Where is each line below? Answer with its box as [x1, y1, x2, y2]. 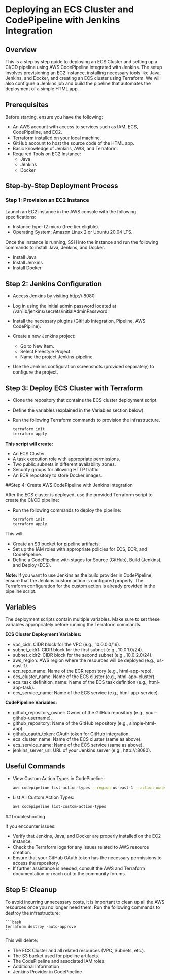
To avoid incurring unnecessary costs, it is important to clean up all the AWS [5, 899, 165, 905]
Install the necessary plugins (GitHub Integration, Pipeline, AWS [12, 318, 146, 324]
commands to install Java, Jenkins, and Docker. [5, 244, 105, 250]
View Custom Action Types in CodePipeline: [12, 775, 105, 782]
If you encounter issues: [5, 823, 56, 829]
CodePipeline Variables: [5, 699, 57, 706]
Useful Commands [5, 762, 65, 770]
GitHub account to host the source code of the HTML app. [12, 140, 134, 146]
